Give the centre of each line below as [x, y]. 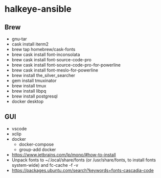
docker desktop [27, 101]
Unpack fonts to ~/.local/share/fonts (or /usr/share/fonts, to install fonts [84, 160]
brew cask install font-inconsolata [46, 54]
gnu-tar [19, 39]
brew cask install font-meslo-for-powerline [55, 70]
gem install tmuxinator [34, 80]
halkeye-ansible [38, 9]
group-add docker [37, 149]
